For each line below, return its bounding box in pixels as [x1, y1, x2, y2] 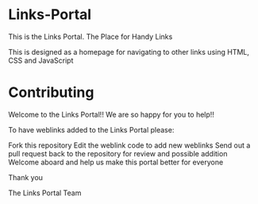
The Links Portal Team [8, 188, 82, 198]
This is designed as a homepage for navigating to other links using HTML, [8, 47, 250, 56]
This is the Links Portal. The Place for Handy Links [8, 32, 173, 41]
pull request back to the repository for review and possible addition [8, 148, 228, 158]
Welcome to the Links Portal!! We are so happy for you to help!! [8, 110, 214, 119]
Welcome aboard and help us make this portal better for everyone [8, 157, 224, 167]
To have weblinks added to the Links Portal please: [8, 125, 175, 134]
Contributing [8, 83, 94, 102]
